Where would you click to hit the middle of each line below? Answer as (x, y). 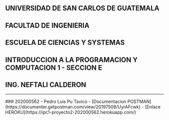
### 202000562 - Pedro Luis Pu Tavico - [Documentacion (66, 102)
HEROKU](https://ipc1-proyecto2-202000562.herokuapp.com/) (71, 112)
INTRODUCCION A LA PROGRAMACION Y (71, 60)
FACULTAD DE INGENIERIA (47, 25)
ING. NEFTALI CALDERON (46, 84)
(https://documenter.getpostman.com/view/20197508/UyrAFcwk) (73, 107)
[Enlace (153, 107)
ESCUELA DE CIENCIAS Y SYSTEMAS (65, 43)
